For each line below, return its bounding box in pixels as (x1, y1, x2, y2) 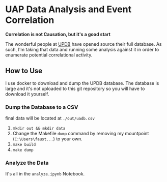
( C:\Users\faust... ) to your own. (12, 136, 82, 142)
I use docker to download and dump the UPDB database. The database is (5, 80, 159, 86)
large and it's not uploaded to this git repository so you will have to (5, 85, 145, 92)
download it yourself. (5, 90, 49, 97)
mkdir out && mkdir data (12, 126, 66, 131)
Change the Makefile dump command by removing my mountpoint (12, 131, 149, 137)
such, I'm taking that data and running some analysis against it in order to (5, 46, 159, 52)
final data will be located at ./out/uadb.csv (5, 115, 95, 122)
